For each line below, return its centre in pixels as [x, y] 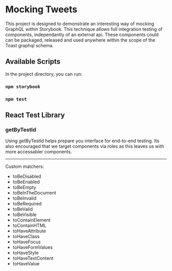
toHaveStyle [26, 253]
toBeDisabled [27, 177]
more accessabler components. [39, 152]
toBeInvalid [25, 198]
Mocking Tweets [41, 9]
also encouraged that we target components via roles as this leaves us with [85, 146]
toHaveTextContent [33, 258]
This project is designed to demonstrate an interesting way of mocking [80, 24]
